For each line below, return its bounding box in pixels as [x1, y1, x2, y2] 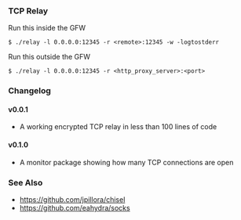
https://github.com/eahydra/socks [19, 203, 131, 212]
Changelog [8, 85, 51, 96]
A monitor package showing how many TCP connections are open [19, 157, 234, 167]
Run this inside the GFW [8, 23, 86, 33]
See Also [8, 177, 43, 188]
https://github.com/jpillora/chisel [19, 194, 126, 204]
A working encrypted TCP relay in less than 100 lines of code [19, 122, 217, 132]
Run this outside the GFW [8, 52, 91, 62]
